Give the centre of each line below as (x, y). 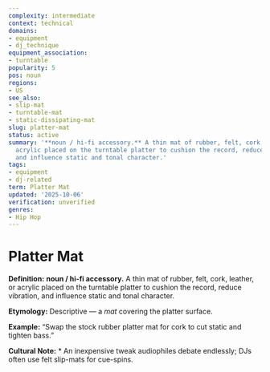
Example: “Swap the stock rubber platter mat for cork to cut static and (125, 327)
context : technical (41, 23)
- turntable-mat (35, 113)
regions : (23, 83)
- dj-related (30, 180)
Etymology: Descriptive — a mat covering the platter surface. (110, 311)
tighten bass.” (31, 336)
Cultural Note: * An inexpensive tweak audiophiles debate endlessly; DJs (130, 351)
